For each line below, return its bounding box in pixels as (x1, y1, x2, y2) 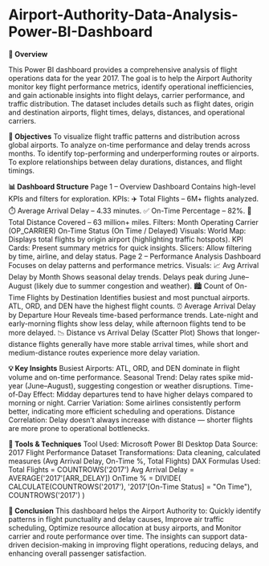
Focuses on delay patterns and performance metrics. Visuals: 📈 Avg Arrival (8, 260, 259, 270)
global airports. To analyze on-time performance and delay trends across (8, 140, 251, 149)
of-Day (8, 389, 32, 399)
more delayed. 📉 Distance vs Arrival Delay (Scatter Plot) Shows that (8, 328, 234, 337)
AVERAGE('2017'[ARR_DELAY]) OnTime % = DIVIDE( (8, 473, 181, 483)
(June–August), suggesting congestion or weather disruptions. (24, 381, 232, 390)
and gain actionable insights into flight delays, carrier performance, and (8, 90, 245, 100)
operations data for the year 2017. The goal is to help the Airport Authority (8, 73, 253, 83)
